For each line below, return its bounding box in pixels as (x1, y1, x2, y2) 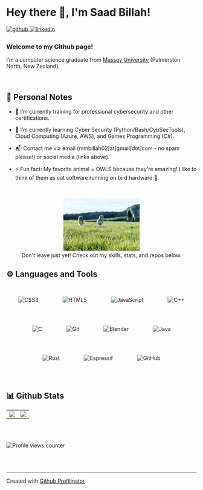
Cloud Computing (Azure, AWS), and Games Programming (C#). (14, 132, 175, 140)
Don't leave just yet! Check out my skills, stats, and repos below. (21, 251, 182, 259)
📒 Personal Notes (6, 92, 72, 102)
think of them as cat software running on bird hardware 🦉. (14, 174, 159, 181)
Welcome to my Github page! (6, 42, 94, 51)
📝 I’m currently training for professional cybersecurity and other (14, 108, 174, 116)
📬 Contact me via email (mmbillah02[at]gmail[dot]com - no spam (14, 145, 180, 152)
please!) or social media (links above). (14, 154, 110, 161)
